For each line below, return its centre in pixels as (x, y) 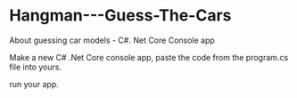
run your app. (34, 84)
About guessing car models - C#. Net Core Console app (112, 40)
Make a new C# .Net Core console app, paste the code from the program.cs (149, 57)
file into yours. (36, 67)
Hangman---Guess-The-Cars (120, 16)
